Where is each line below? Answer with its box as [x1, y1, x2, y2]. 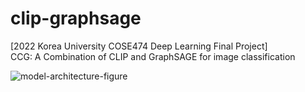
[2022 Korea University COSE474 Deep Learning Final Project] [10, 40, 268, 52]
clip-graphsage [10, 7, 142, 30]
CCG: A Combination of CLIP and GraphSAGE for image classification [10, 50, 296, 62]
